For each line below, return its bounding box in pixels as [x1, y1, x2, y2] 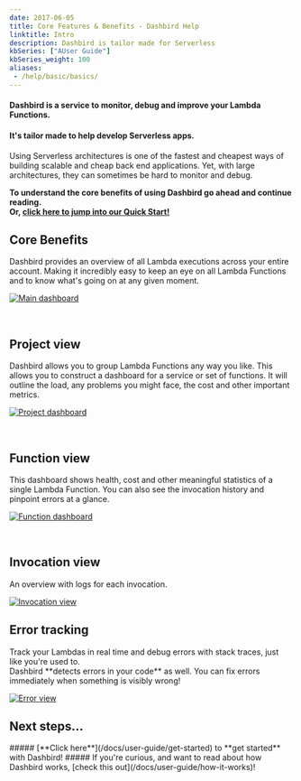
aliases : [9, 64, 42, 73]
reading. [9, 196, 42, 208]
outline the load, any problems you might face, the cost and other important [9, 380, 290, 391]
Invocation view [9, 554, 101, 570]
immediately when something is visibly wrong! [9, 674, 181, 686]
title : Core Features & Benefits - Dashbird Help [9, 22, 200, 31]
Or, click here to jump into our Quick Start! [9, 206, 170, 217]
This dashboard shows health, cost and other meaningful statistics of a [9, 474, 273, 485]
